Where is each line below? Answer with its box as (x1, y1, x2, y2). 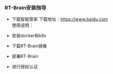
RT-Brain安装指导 (4, 4, 47, 11)
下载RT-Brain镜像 (11, 43, 47, 49)
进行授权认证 (11, 64, 38, 70)
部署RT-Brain (11, 54, 39, 59)
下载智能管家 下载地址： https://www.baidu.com (11, 16, 109, 22)
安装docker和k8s (11, 33, 47, 38)
